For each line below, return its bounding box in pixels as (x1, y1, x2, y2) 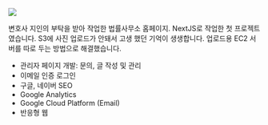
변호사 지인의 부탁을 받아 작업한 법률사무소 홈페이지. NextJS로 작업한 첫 (8, 24, 233, 33)
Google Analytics (19, 90, 77, 99)
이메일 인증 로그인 (19, 71, 76, 80)
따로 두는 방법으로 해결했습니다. (22, 44, 122, 53)
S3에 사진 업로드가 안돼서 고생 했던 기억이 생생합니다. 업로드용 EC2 (38, 34, 248, 43)
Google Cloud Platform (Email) (19, 99, 120, 107)
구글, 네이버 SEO (19, 81, 74, 90)
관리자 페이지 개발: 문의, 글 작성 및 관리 (19, 61, 142, 70)
